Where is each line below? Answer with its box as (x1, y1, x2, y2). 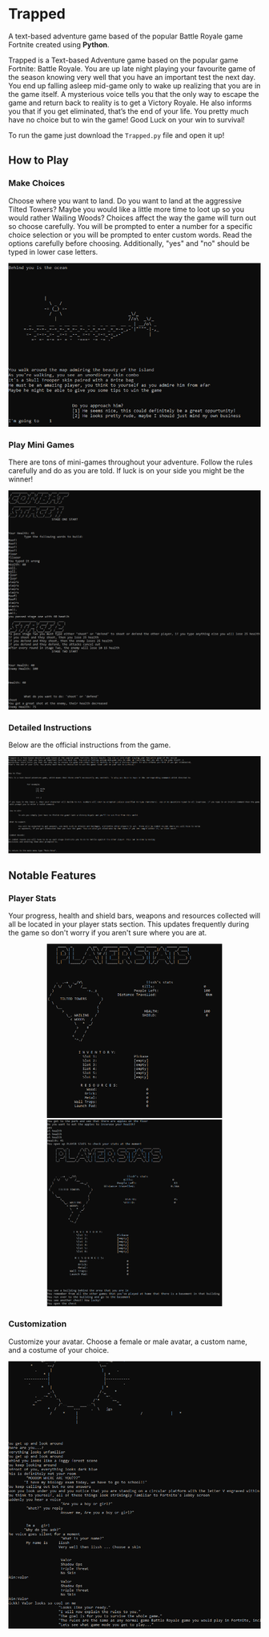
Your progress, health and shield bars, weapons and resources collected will (8, 911, 261, 921)
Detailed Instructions (8, 722, 92, 733)
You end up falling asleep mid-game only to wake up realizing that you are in (8, 81, 261, 90)
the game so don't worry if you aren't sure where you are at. (8, 928, 207, 938)
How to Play (8, 154, 70, 167)
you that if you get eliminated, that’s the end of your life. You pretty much (8, 106, 249, 116)
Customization (8, 1318, 67, 1329)
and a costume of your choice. (8, 1345, 110, 1354)
